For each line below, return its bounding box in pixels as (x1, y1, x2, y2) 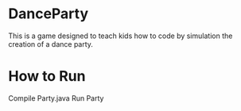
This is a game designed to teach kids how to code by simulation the (8, 31, 233, 40)
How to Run (8, 67, 86, 86)
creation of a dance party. (8, 39, 94, 48)
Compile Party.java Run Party (8, 93, 104, 103)
